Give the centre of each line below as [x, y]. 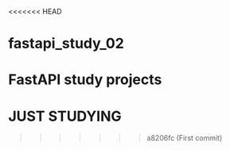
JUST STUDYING [65, 116]
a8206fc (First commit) [185, 138]
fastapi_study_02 [66, 44]
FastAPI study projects [85, 80]
